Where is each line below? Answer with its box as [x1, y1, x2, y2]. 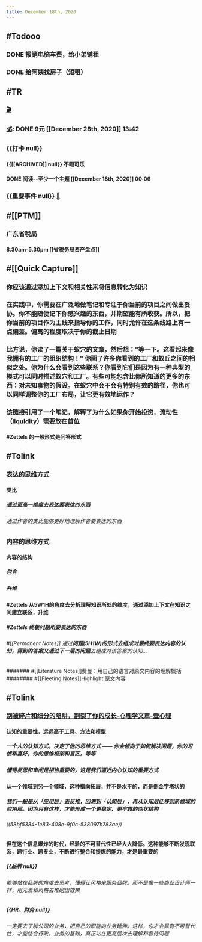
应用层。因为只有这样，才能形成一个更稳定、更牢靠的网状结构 [6, 805, 159, 813]
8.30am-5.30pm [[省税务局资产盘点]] [6, 246, 100, 253]
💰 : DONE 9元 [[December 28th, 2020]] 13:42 [6, 125, 140, 133]
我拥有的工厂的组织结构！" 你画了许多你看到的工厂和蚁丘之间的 [6, 355, 189, 363]
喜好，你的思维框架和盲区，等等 [16, 750, 96, 757]
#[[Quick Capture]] [6, 264, 79, 274]
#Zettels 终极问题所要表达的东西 [6, 624, 87, 631]
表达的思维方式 [6, 470, 50, 479]
